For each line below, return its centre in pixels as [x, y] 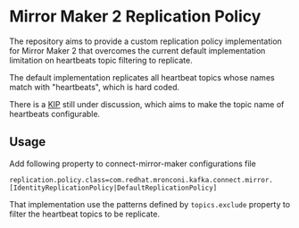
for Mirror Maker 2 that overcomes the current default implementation [137, 50]
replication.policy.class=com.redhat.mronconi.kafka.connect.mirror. [141, 180]
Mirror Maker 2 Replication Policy [135, 17]
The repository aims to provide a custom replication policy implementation [146, 41]
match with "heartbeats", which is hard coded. [95, 87]
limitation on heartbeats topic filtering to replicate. [101, 60]
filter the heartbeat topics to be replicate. [85, 214]
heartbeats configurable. [55, 114]
